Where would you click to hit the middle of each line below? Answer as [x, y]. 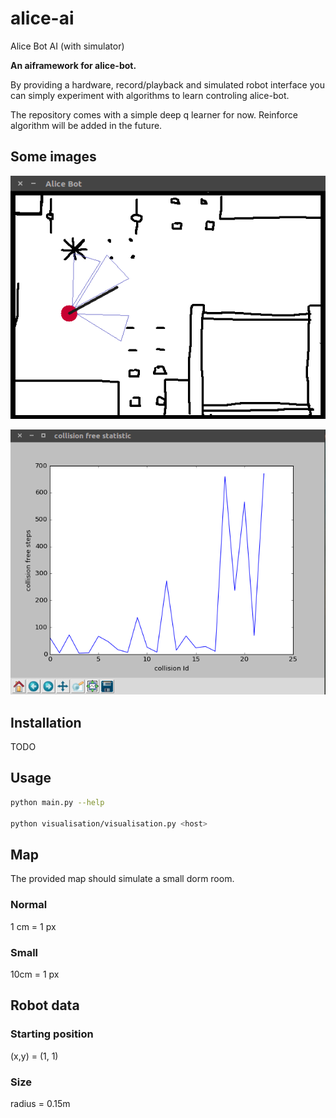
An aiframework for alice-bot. [73, 65]
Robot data [45, 1005]
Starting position [52, 1034]
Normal [29, 905]
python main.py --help [57, 802]
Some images [53, 157]
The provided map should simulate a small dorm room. [122, 879]
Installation [46, 722]
